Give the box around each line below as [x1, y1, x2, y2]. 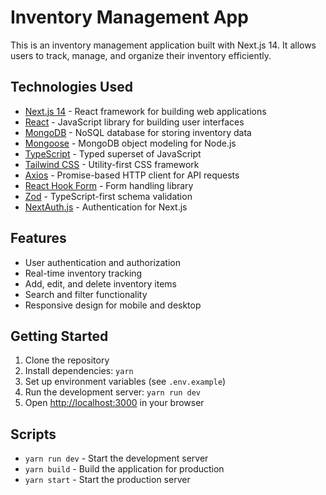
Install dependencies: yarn [24, 365, 134, 377]
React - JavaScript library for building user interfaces [24, 116, 245, 128]
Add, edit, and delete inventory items [24, 277, 177, 290]
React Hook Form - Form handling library [24, 179, 194, 191]
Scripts [10, 426, 57, 443]
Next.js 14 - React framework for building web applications [24, 105, 267, 117]
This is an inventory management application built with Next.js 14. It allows [10, 39, 317, 51]
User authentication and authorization [24, 256, 182, 268]
